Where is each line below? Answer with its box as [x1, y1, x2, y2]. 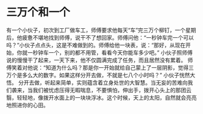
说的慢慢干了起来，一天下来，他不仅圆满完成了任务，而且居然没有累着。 [6, 56, 186, 64]
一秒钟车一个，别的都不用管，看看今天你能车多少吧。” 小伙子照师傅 [27, 49, 193, 56]
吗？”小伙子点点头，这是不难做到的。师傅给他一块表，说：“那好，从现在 [6, 41, 186, 49]
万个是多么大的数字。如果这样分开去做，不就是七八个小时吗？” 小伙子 [6, 71, 180, 79]
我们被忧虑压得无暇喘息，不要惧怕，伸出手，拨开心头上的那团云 [32, 86, 192, 94]
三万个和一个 [6, 5, 71, 19]
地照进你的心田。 [6, 101, 49, 109]
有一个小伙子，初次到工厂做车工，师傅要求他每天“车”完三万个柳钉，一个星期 [6, 26, 196, 34]
